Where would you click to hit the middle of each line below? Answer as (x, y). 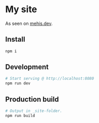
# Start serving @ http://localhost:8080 (50, 79)
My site (21, 9)
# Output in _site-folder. (34, 111)
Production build (32, 99)
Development (27, 67)
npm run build (20, 115)
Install (15, 39)
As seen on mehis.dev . (29, 23)
